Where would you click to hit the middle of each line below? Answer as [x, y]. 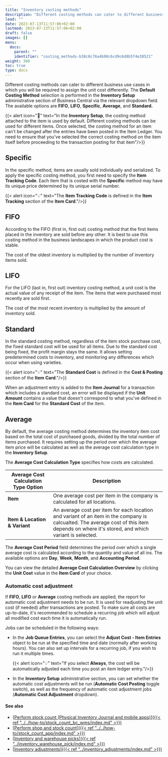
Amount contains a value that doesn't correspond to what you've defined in [83, 398]
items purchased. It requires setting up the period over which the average [81, 442]
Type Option [28, 487]
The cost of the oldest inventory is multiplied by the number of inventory [80, 255]
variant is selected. [75, 535]
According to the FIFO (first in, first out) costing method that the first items [82, 229]
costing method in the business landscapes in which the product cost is [79, 240]
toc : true [15, 66]
